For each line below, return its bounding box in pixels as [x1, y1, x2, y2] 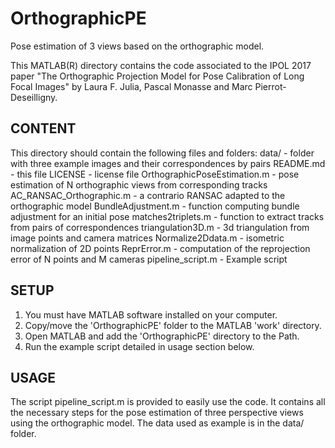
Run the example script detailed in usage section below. [24, 340, 255, 352]
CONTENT [10, 120, 77, 137]
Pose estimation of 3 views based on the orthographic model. [10, 40, 265, 52]
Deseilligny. [10, 91, 58, 103]
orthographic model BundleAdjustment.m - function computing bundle [10, 200, 300, 212]
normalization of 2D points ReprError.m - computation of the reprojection [10, 242, 311, 254]
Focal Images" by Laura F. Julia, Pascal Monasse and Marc [10, 80, 253, 92]
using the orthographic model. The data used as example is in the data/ [10, 417, 305, 429]
